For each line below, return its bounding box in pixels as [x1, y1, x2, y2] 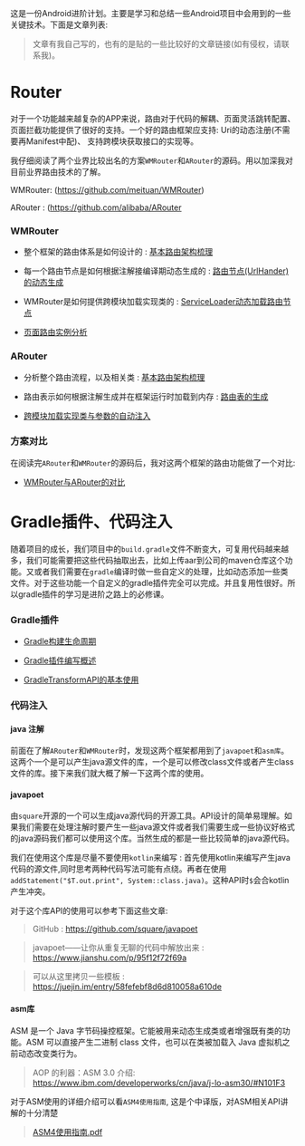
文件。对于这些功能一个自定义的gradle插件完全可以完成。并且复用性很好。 [10, 577, 288, 588]
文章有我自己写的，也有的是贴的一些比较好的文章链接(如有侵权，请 [32, 39, 281, 49]
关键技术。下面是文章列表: [10, 19, 109, 30]
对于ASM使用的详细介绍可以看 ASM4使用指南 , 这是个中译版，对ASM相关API [10, 1095, 281, 1107]
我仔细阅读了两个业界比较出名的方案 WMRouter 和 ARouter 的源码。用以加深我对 [10, 155, 293, 166]
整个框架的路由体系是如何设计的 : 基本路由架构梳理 [23, 246, 214, 257]
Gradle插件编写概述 [23, 655, 97, 666]
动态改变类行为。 [17, 1047, 82, 1058]
